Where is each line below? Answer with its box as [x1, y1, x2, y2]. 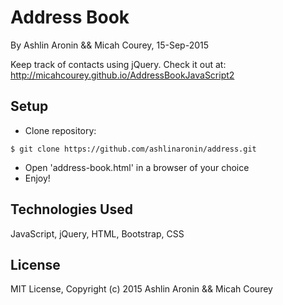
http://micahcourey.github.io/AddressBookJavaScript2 [10, 69, 235, 81]
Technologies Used [10, 201, 133, 218]
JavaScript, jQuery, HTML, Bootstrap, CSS [10, 227, 185, 240]
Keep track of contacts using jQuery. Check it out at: [10, 58, 227, 70]
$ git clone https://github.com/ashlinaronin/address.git [10, 144, 257, 154]
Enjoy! [24, 172, 51, 184]
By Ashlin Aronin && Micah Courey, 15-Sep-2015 [10, 39, 210, 51]
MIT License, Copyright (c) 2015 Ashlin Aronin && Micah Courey [10, 283, 273, 295]
